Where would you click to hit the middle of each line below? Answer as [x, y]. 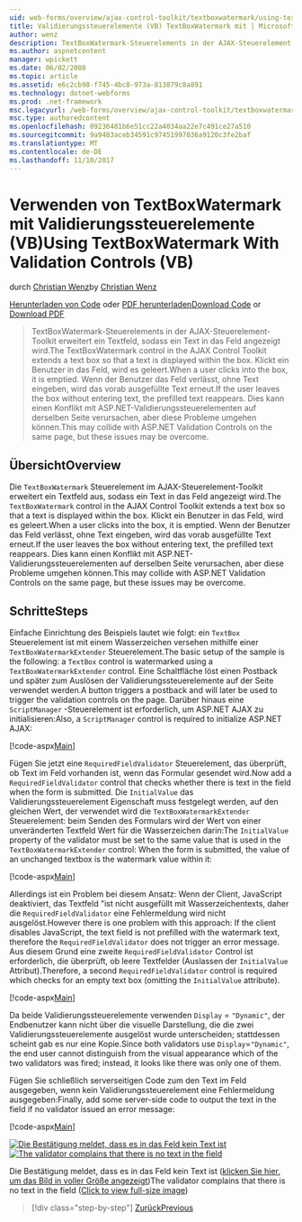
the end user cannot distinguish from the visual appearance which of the [144, 1053]
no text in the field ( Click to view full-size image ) [99, 1190]
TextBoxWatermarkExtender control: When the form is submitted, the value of [150, 850]
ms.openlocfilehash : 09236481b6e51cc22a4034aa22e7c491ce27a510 [130, 127]
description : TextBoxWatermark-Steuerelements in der [112, 43]
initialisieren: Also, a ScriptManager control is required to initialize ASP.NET [146, 719]
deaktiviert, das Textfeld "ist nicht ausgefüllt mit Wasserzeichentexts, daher [149, 904]
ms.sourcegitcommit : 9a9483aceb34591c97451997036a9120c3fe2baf [130, 135]
